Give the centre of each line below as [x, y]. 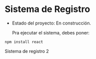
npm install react [24, 42]
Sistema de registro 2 [27, 51]
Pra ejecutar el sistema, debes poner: [51, 32]
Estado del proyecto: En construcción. [52, 23]
